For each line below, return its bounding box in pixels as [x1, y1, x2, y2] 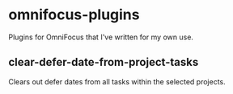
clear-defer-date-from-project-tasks [8, 55, 199, 69]
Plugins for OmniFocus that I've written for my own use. [8, 32, 194, 42]
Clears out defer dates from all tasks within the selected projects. [8, 76, 227, 86]
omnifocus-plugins [8, 6, 140, 24]
